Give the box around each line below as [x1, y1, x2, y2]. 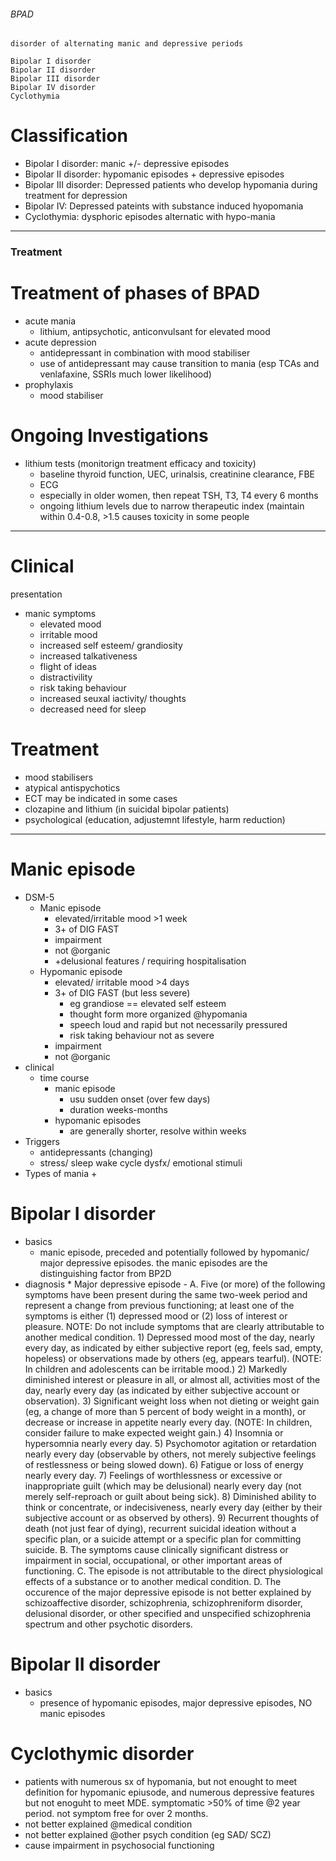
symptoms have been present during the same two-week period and [24, 1288, 308, 1300]
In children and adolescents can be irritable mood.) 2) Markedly [24, 1363, 288, 1375]
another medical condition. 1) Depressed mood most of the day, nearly [24, 1331, 316, 1343]
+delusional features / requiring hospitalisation [54, 955, 247, 967]
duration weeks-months [69, 1103, 168, 1115]
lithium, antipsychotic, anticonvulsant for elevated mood [39, 326, 271, 337]
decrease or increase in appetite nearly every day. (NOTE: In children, [24, 1416, 313, 1428]
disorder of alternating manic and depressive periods [10, 39, 244, 49]
